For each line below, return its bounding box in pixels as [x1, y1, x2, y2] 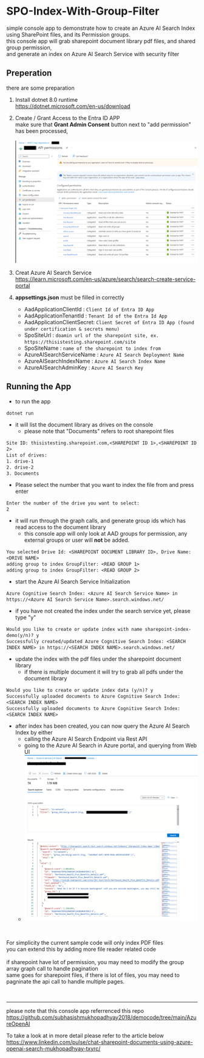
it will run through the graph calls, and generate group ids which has [15, 517, 186, 524]
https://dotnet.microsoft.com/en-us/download [15, 102, 131, 110]
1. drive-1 [6, 458, 34, 464]
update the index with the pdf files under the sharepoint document [15, 655, 182, 662]
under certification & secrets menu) [24, 326, 120, 332]
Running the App [6, 382, 72, 392]
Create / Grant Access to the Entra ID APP [15, 114, 120, 121]
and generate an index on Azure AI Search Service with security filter [6, 50, 180, 57]
